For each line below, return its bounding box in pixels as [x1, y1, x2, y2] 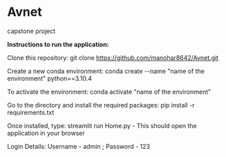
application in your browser [7, 129, 85, 137]
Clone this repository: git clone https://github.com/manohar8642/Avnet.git [7, 53, 219, 62]
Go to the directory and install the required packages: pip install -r [7, 101, 195, 109]
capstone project [7, 27, 56, 35]
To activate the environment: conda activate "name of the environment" [7, 87, 211, 96]
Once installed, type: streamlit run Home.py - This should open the [7, 121, 197, 129]
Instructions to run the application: [7, 40, 109, 48]
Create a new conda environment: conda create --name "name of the [7, 67, 205, 75]
